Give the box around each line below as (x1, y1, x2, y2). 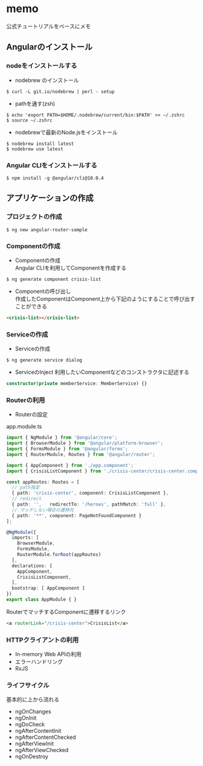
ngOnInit (14, 715, 37, 722)
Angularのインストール (6, 42, 93, 53)
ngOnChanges (14, 708, 51, 715)
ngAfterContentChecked (14, 733, 77, 741)
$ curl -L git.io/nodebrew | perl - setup (6, 88, 115, 95)
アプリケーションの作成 (6, 193, 94, 204)
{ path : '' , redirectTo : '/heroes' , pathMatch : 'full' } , (11, 501, 166, 507)
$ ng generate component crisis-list (6, 276, 101, 282)
